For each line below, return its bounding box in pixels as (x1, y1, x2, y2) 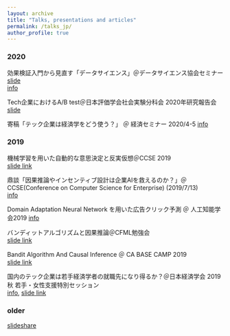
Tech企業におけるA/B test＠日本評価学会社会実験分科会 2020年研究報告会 (7, 98, 217, 106)
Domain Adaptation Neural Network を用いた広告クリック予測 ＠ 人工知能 (7, 204, 215, 213)
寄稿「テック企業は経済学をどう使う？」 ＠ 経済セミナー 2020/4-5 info (7, 120, 209, 128)
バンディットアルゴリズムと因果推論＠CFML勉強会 (7, 228, 150, 236)
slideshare (7, 322, 36, 330)
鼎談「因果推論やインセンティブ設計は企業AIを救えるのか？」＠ (7, 176, 187, 184)
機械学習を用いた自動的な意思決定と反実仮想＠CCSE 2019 (7, 154, 172, 162)
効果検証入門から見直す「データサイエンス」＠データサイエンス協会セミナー (7, 68, 224, 76)
